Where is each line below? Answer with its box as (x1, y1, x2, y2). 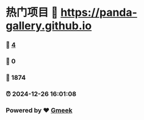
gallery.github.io (5, 19, 92, 33)
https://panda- (60, 5, 138, 19)
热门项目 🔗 (5, 5, 59, 19)
